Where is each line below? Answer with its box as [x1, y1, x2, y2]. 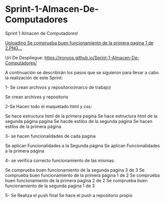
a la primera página [5, 148, 44, 154]
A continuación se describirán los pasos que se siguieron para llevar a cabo [5, 69, 159, 75]
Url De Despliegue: [5, 54, 43, 60]
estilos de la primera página [5, 123, 62, 129]
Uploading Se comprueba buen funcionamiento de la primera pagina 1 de [5, 40, 154, 45]
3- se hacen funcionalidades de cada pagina [5, 133, 96, 139]
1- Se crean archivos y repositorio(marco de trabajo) [5, 84, 111, 90]
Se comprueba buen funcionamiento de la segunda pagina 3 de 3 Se [5, 167, 145, 173]
